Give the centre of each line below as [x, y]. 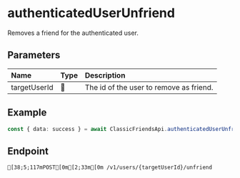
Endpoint [28, 151]
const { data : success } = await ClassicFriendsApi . [87, 129]
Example [27, 113]
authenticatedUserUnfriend [91, 13]
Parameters [34, 55]
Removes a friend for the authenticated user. [73, 33]
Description [105, 75]
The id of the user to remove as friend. [149, 87]
